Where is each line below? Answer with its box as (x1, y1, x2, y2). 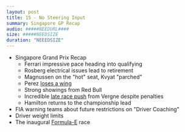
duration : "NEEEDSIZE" (6, 37, 64, 43)
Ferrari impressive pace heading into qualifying (24, 60, 143, 68)
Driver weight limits (15, 112, 64, 119)
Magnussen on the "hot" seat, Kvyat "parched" (24, 74, 142, 80)
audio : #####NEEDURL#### (6, 26, 69, 32)
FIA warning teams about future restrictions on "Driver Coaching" (15, 106, 180, 113)
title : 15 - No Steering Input (6, 15, 86, 21)
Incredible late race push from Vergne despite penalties (24, 92, 164, 100)
